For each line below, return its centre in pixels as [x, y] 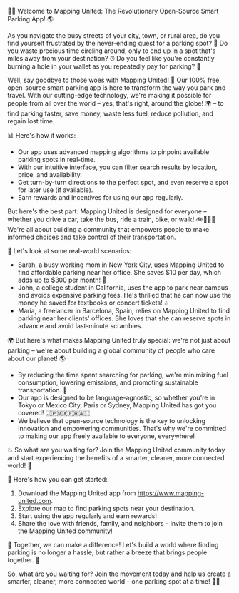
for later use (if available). [55, 190]
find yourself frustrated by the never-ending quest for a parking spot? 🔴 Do [118, 43]
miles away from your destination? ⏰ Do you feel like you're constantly [111, 58]
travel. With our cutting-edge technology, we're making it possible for [110, 95]
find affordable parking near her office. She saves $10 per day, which [119, 272]
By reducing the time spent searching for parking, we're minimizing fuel [123, 375]
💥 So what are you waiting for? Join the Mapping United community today [116, 450]
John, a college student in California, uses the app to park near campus [123, 288]
